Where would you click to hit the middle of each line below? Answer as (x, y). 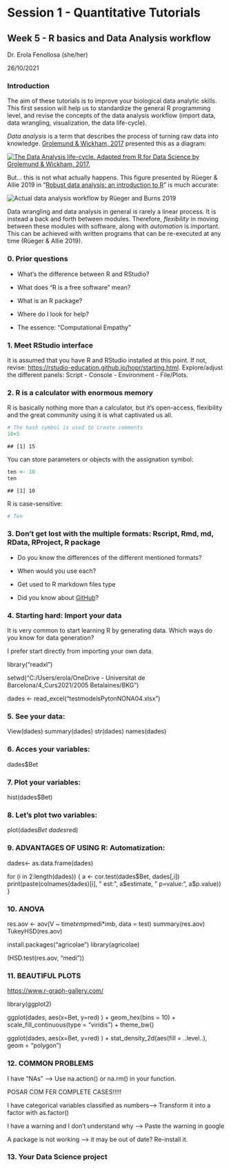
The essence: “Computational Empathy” (74, 327)
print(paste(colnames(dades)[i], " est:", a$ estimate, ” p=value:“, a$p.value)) (114, 883)
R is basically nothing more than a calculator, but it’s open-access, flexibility (115, 407)
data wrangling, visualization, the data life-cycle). (77, 123)
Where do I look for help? (53, 314)
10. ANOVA (26, 909)
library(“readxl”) (30, 665)
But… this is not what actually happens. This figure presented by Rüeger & (112, 178)
